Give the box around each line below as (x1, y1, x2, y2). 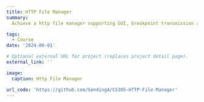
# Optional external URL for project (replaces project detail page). (6, 53, 189, 59)
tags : (6, 31, 20, 37)
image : (6, 70, 23, 76)
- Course (12, 37, 34, 43)
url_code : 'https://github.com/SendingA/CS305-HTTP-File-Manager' (6, 86, 178, 93)
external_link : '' (6, 59, 53, 65)
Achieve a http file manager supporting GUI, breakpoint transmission (12, 20, 194, 26)
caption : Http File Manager (12, 75, 83, 82)
